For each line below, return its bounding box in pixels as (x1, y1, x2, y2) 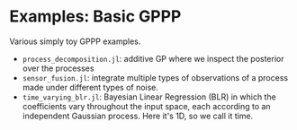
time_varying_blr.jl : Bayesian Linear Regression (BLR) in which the (22, 91, 276, 102)
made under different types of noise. (22, 82, 159, 92)
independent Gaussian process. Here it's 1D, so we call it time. (22, 110, 254, 121)
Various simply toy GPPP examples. (9, 36, 141, 47)
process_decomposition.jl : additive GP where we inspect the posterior (22, 53, 284, 64)
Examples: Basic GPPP (9, 6, 182, 27)
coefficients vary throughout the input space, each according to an (22, 100, 272, 111)
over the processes (22, 63, 94, 74)
